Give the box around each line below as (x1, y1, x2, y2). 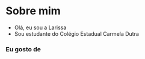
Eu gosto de (5, 45, 42, 53)
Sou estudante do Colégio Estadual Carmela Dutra (14, 30, 140, 37)
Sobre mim (5, 4, 61, 18)
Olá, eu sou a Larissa (14, 24, 67, 31)
